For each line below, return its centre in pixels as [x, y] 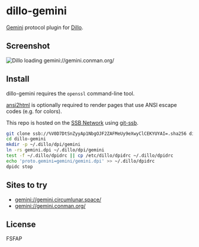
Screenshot [28, 46]
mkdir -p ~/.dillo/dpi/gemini [44, 145]
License [21, 224]
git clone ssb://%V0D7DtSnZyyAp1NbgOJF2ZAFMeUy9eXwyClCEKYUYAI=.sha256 [96, 134]
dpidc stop [20, 167]
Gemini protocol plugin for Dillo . [45, 27]
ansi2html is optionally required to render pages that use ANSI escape [92, 104]
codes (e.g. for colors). [34, 111]
